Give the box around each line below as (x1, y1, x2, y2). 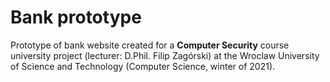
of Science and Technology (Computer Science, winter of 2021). (10, 60, 276, 72)
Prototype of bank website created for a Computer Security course (10, 39, 290, 51)
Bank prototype (10, 6, 142, 29)
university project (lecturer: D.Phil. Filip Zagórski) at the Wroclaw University (10, 49, 320, 61)
